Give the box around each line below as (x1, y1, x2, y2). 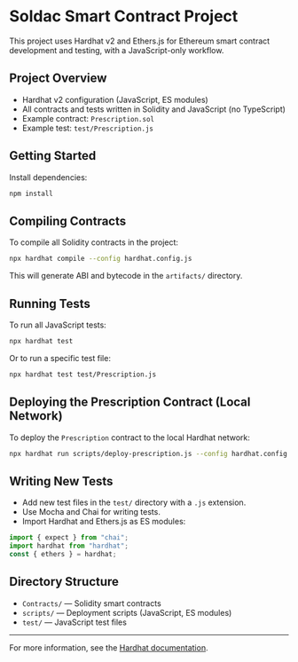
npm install (9, 189, 53, 198)
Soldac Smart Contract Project (9, 6, 239, 27)
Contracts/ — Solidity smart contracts (21, 597, 161, 609)
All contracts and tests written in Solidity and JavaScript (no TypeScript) (21, 104, 286, 114)
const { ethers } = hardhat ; (9, 549, 117, 558)
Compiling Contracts (9, 213, 127, 228)
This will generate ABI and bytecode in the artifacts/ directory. (9, 271, 243, 281)
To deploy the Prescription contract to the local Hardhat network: (9, 432, 250, 443)
